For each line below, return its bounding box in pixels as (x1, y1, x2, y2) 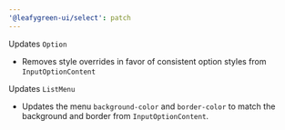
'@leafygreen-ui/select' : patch (8, 13, 131, 23)
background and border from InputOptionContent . (21, 110, 209, 121)
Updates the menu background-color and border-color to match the (21, 101, 276, 112)
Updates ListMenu (8, 83, 76, 94)
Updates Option (8, 38, 67, 49)
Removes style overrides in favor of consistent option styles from (21, 55, 267, 66)
